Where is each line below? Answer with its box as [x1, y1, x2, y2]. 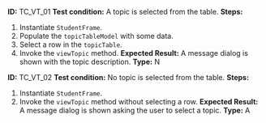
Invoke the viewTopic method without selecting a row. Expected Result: [19, 97, 259, 106]
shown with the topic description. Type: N [19, 57, 160, 66]
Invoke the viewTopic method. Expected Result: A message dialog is [19, 49, 249, 57]
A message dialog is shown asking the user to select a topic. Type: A [19, 105, 251, 115]
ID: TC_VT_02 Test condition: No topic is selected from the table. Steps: [7, 73, 249, 82]
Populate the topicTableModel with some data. [19, 32, 174, 40]
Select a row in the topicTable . [19, 40, 122, 49]
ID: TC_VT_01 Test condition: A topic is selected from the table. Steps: [7, 7, 243, 16]
